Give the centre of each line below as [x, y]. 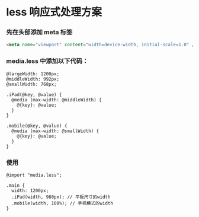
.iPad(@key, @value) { [34, 95]
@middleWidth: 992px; [33, 79]
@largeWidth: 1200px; [33, 74]
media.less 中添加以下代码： [47, 61]
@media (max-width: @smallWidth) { [55, 131]
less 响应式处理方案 [54, 12]
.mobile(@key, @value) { [37, 126]
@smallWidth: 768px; [32, 84]
